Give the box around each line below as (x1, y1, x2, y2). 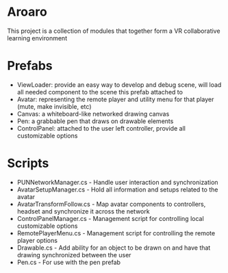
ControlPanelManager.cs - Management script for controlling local (16, 214, 204, 222)
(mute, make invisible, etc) (16, 102, 92, 110)
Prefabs (7, 58, 53, 74)
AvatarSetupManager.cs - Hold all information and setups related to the (16, 185, 218, 194)
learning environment (7, 34, 67, 42)
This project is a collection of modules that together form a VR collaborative (7, 27, 220, 35)
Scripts (7, 155, 49, 171)
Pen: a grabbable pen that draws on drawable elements (16, 117, 174, 125)
